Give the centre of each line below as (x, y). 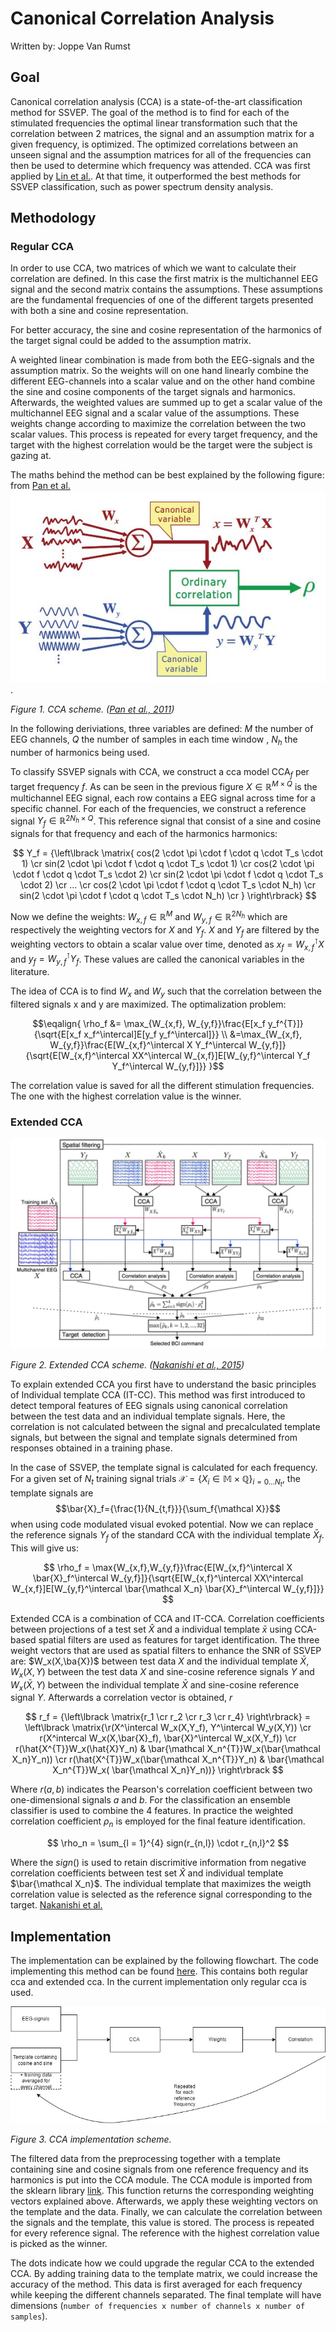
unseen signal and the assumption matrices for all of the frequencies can (161, 154)
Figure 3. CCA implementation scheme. (91, 2139)
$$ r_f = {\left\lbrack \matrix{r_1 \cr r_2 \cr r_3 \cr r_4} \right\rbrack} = (168, 1717)
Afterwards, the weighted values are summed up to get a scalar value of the (166, 403)
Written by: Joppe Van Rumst (70, 46)
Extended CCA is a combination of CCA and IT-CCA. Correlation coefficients (167, 1618)
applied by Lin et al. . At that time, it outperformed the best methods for (156, 176)
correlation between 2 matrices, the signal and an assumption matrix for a (162, 133)
